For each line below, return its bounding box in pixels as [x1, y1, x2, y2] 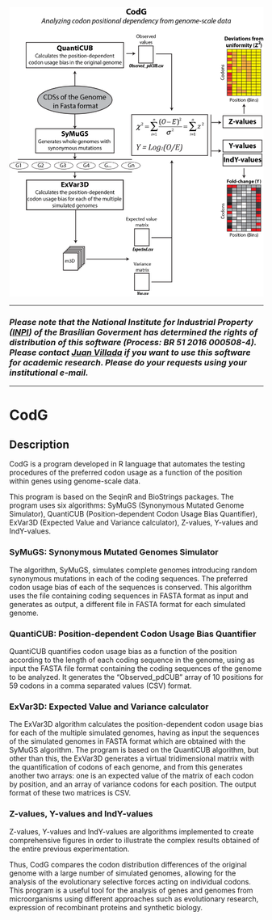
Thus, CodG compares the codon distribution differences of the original [9, 859, 247, 869]
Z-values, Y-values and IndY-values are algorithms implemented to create [9, 826, 254, 836]
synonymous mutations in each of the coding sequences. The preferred [9, 573, 249, 583]
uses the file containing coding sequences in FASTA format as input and [9, 590, 249, 601]
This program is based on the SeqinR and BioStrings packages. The [9, 492, 235, 502]
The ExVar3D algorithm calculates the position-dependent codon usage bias [9, 720, 264, 729]
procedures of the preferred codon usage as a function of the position [9, 468, 243, 478]
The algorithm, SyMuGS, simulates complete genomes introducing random [9, 565, 257, 575]
